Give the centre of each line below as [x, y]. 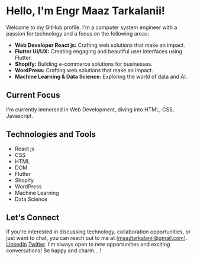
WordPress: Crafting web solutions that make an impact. [84, 70]
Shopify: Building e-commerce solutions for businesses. [83, 64]
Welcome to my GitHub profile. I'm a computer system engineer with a [92, 27]
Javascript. [20, 115]
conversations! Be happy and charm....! [54, 251]
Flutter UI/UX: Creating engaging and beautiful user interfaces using [98, 51]
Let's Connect [33, 217]
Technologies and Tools [51, 134]
